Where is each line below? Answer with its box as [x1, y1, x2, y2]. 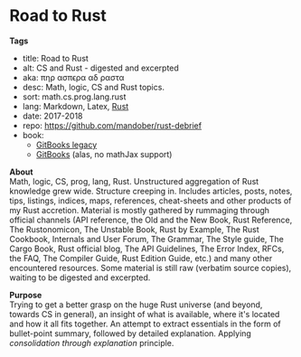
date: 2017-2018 [22, 110, 83, 121]
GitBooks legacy [35, 139, 98, 150]
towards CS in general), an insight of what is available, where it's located [9, 308, 280, 319]
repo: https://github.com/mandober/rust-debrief [22, 119, 202, 131]
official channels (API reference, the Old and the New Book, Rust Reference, [9, 214, 293, 225]
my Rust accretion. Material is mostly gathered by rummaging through [9, 204, 269, 215]
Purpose [9, 289, 42, 300]
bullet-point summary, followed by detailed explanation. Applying [9, 327, 251, 339]
